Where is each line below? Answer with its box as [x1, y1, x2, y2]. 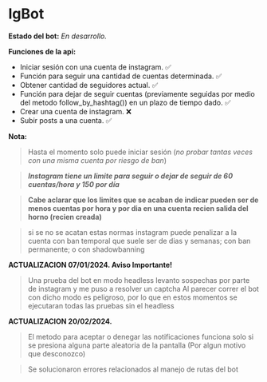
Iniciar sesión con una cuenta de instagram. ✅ [19, 62, 171, 72]
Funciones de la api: [8, 46, 77, 56]
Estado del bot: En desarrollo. [8, 31, 108, 41]
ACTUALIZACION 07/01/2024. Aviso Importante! [8, 260, 173, 269]
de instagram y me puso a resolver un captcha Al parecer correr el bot [27, 284, 259, 293]
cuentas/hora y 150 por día [27, 179, 120, 189]
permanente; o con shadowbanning [27, 245, 145, 254]
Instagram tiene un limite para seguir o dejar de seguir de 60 [27, 171, 234, 181]
